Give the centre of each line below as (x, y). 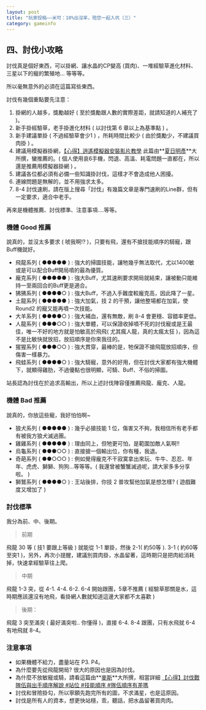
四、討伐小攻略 (35, 50)
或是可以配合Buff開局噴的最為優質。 (61, 270)
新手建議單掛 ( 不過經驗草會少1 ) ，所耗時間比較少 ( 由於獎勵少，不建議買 (107, 136)
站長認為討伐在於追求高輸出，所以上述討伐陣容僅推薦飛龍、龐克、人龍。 (97, 383)
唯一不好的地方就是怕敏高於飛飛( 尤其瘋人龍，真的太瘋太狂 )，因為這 (113, 331)
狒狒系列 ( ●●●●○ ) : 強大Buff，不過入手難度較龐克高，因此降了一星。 (106, 293)
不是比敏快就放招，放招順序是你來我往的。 (69, 339)
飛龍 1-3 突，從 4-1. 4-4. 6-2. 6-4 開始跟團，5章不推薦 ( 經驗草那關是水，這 (102, 589)
